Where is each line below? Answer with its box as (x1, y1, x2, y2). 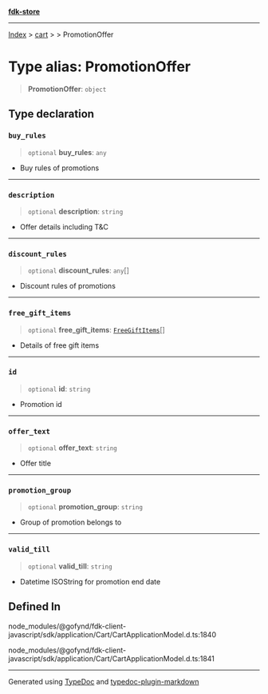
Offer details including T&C (19, 221, 109, 231)
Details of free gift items (19, 340, 100, 350)
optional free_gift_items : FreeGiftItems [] (27, 325, 165, 334)
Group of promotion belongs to (19, 517, 122, 527)
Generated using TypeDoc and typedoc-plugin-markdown (8, 676, 199, 686)
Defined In (8, 600, 61, 614)
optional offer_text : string (27, 443, 118, 453)
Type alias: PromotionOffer (8, 58, 191, 76)
